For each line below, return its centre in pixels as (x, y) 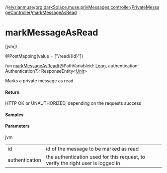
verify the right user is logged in (83, 163)
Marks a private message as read (39, 81)
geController (18, 12)
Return (12, 92)
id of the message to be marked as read (92, 149)
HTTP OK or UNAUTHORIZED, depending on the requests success (73, 103)
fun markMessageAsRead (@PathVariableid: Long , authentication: (72, 66)
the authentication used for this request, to (96, 157)
